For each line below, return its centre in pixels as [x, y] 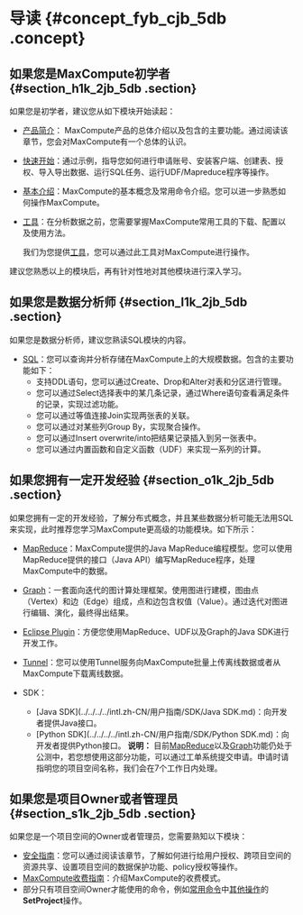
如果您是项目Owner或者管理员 [94, 799]
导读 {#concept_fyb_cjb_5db [118, 18]
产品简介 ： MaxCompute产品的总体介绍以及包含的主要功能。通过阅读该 [155, 130]
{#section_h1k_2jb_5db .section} [103, 88]
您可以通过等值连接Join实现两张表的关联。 [115, 415]
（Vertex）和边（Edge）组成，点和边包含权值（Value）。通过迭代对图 [151, 601]
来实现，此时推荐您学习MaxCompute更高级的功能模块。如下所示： [133, 529]
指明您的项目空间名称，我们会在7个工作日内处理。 [129, 768]
